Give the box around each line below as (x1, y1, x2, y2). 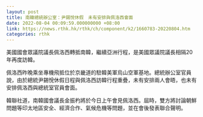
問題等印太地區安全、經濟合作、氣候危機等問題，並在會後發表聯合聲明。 (6, 104, 186, 112)
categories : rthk (6, 31, 50, 37)
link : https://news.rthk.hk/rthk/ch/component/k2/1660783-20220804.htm (6, 25, 190, 32)
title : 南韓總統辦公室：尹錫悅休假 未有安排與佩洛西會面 (6, 14, 134, 21)
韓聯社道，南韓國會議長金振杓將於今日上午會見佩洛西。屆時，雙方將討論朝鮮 (6, 97, 197, 104)
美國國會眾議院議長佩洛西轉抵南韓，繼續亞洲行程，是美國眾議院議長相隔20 (6, 49, 193, 56)
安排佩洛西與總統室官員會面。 (6, 84, 80, 91)
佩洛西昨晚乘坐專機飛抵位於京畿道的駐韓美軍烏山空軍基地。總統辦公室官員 (6, 69, 192, 76)
